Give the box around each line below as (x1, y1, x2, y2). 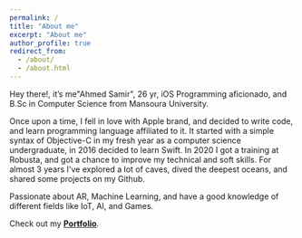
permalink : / (9, 13, 59, 23)
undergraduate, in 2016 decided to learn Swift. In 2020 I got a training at (9, 144, 279, 155)
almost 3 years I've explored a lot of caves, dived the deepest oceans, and (9, 164, 288, 175)
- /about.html (17, 64, 71, 73)
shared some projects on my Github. (9, 173, 145, 184)
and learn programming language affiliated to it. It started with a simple (9, 125, 275, 136)
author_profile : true (9, 38, 92, 48)
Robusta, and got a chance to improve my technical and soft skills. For (9, 154, 272, 165)
